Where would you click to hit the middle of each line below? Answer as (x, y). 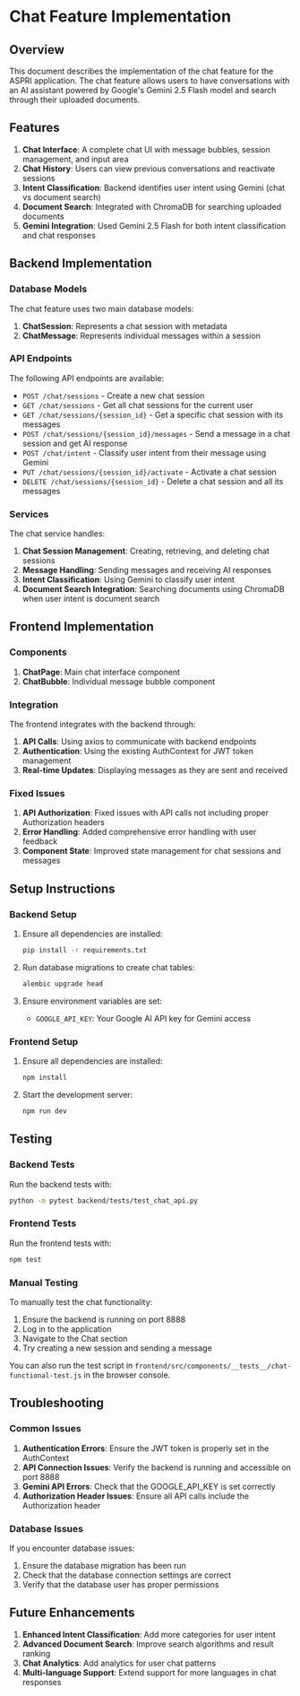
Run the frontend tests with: (60, 1243)
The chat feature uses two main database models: (102, 309)
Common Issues (46, 1429)
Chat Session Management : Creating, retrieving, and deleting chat (146, 551)
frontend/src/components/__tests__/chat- (213, 1366)
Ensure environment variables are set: (92, 1001)
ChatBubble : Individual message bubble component (119, 681)
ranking (36, 1653)
